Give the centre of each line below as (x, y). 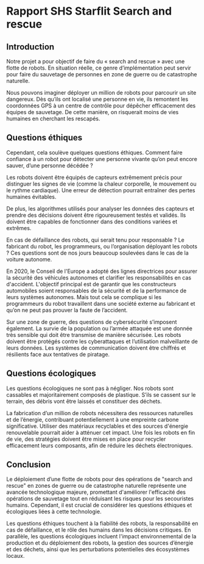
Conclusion (29, 465)
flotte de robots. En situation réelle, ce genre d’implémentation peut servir (99, 68)
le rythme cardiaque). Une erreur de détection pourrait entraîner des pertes (101, 190)
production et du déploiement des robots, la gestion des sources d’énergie (100, 543)
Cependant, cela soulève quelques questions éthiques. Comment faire (94, 152)
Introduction (30, 47)
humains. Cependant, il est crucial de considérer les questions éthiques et (99, 505)
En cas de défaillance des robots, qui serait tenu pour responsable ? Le (95, 240)
